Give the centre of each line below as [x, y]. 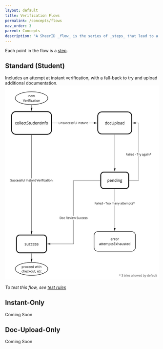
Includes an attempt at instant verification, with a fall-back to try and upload [81, 78]
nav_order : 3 [18, 26]
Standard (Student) [35, 66]
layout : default [21, 10]
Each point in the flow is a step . [37, 51]
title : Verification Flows [32, 15]
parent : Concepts [23, 31]
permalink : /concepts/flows [34, 21]
